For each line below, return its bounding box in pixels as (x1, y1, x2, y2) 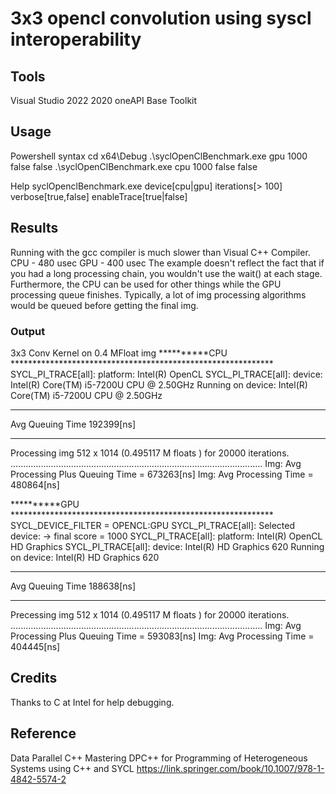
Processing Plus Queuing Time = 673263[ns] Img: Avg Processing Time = (10, 468, 314, 480)
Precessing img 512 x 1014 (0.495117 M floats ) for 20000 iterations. (10, 608, 290, 621)
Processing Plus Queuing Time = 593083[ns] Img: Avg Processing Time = (10, 630, 315, 642)
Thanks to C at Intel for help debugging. (10, 696, 175, 708)
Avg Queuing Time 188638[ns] (10, 580, 137, 592)
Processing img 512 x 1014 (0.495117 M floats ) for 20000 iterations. (10, 447, 290, 459)
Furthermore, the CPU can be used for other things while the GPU (10, 278, 282, 290)
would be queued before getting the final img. (10, 299, 199, 311)
